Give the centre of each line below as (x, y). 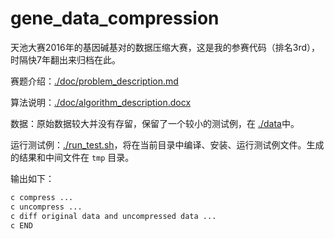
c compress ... (42, 197)
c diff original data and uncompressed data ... (113, 216)
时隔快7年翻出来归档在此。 (65, 59)
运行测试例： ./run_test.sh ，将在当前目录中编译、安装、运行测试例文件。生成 (167, 144)
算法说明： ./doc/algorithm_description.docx (101, 102)
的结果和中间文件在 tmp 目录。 (72, 157)
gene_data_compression (115, 18)
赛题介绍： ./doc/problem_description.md (94, 81)
